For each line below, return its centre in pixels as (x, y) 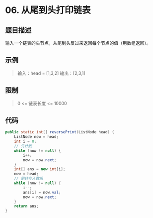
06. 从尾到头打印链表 (48, 10)
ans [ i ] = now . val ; (42, 192)
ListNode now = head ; (36, 137)
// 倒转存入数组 (29, 179)
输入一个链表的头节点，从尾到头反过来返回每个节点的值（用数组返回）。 (78, 43)
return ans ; (26, 206)
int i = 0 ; (25, 142)
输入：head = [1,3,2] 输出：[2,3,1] (51, 73)
